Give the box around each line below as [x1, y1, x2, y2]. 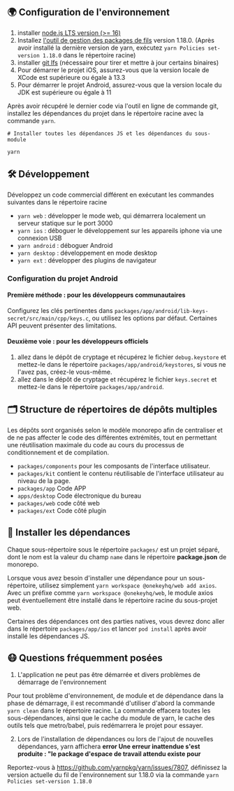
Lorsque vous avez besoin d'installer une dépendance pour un [7, 573, 187, 582]
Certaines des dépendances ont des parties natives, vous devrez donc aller [7, 617, 225, 625]
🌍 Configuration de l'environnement [7, 6, 170, 18]
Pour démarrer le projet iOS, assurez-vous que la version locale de [17, 66, 210, 74]
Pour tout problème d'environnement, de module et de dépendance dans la [7, 692, 224, 700]
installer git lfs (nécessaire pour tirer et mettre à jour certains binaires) [17, 58, 219, 66]
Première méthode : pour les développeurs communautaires [7, 290, 186, 300]
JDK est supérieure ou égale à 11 [17, 87, 112, 97]
